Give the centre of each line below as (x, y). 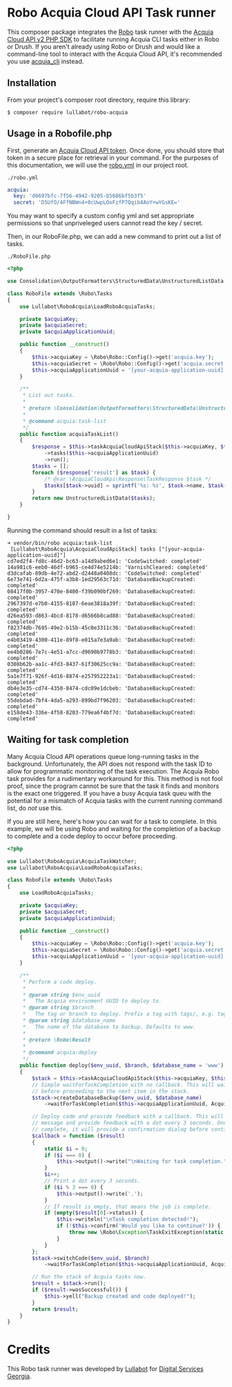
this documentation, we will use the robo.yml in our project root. (98, 165)
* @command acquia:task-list (65, 421)
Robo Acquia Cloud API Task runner (112, 13)
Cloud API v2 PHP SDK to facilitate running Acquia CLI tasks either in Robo (113, 39)
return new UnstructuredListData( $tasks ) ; (94, 498)
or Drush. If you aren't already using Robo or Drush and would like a (104, 46)
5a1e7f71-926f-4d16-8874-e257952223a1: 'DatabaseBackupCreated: (101, 676)
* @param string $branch (58, 1008)
